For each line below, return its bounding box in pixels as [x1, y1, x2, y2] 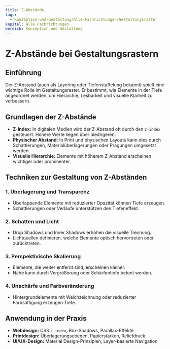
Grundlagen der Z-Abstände [5, 113, 96, 121]
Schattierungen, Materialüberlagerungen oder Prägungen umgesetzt [12, 142, 156, 148]
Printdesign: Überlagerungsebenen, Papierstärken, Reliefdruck [12, 333, 146, 339]
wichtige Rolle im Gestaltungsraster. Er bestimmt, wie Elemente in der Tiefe [5, 87, 162, 93]
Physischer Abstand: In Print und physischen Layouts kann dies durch [12, 136, 161, 143]
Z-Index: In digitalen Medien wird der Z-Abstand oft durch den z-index [12, 126, 161, 132]
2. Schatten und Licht [5, 218, 59, 225]
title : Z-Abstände [5, 7, 44, 13]
